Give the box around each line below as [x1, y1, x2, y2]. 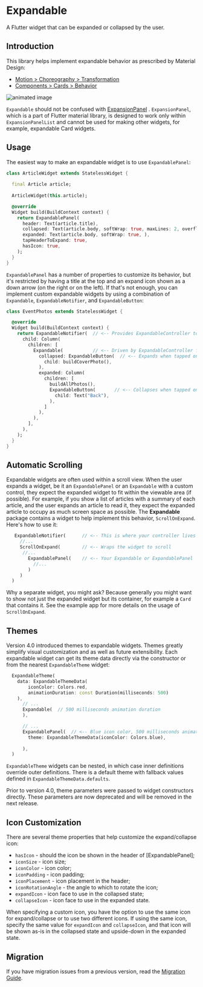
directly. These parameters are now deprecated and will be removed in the [6, 793, 192, 800]
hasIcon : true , [22, 243, 61, 249]
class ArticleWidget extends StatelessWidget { [6, 170, 129, 176]
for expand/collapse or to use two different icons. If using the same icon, [6, 915, 187, 922]
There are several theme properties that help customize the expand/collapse [6, 834, 197, 841]
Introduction [6, 41, 54, 52]
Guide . [6, 974, 23, 982]
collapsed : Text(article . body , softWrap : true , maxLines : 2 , [22, 226, 180, 232]
